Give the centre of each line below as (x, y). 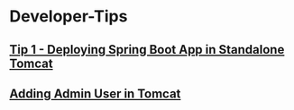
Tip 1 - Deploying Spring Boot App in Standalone (147, 50)
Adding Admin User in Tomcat (95, 93)
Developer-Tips (69, 17)
